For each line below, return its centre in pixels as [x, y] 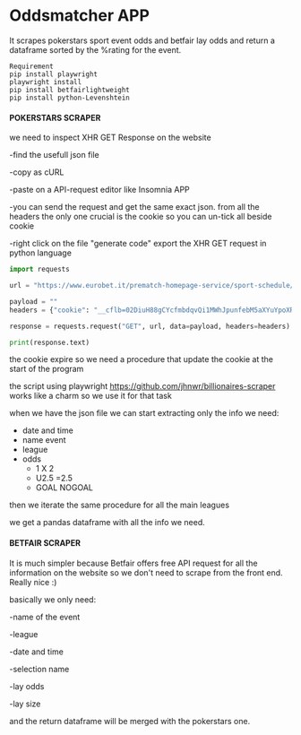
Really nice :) [33, 582]
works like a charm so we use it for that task [90, 396]
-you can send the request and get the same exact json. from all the [134, 207]
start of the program [47, 369]
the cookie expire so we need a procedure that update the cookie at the [141, 359]
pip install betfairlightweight [69, 90]
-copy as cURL [37, 172]
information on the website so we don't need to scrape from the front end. [146, 572]
